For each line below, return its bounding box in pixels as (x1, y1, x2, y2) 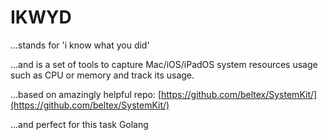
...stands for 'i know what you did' (10, 39, 150, 51)
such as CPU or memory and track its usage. (10, 69, 195, 81)
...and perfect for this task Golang (10, 118, 149, 130)
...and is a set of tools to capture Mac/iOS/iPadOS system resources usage (10, 58, 318, 70)
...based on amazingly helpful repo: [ (10, 88, 162, 100)
